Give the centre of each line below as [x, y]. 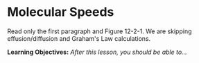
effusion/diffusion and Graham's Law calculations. [79, 38]
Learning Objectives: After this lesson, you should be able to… [97, 52]
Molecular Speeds [61, 12]
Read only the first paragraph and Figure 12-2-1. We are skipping [99, 31]
